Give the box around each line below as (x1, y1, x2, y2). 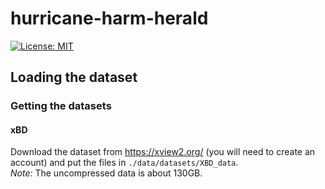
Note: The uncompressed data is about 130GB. (10, 167, 203, 179)
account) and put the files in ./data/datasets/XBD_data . (10, 157, 239, 169)
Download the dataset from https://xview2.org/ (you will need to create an (10, 146, 316, 158)
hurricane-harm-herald (10, 7, 209, 30)
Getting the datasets (10, 99, 112, 113)
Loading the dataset (10, 69, 138, 86)
